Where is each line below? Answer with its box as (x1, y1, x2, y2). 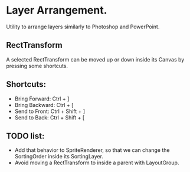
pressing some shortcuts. (6, 62, 68, 69)
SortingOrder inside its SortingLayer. (14, 153, 103, 160)
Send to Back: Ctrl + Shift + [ (14, 113, 85, 121)
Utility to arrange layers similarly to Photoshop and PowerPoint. (6, 23, 160, 30)
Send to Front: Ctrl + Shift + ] (14, 108, 86, 115)
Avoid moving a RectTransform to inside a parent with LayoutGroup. (14, 159, 179, 166)
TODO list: (6, 131, 45, 141)
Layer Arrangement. (6, 4, 107, 17)
